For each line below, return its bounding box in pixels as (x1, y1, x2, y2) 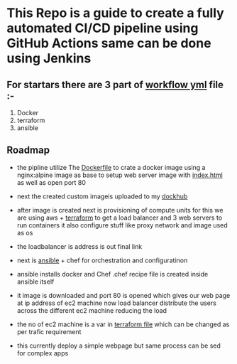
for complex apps (16, 348, 69, 357)
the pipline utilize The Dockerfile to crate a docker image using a (16, 163, 206, 171)
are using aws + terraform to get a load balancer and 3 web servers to (16, 213, 223, 222)
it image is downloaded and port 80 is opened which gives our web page (16, 291, 231, 299)
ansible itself (16, 277, 55, 286)
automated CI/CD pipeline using (6, 20, 199, 36)
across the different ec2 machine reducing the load (16, 306, 167, 314)
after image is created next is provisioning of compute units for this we (16, 205, 224, 214)
